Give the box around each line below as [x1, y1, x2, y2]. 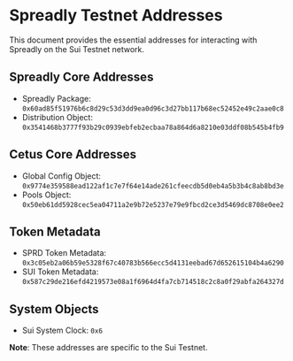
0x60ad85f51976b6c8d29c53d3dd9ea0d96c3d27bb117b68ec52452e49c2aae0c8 [21, 104, 285, 113]
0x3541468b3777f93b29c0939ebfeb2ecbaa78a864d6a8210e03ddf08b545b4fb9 [21, 123, 285, 132]
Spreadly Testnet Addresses [9, 5, 223, 26]
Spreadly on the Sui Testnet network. [9, 43, 144, 54]
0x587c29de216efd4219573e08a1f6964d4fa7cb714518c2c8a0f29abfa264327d [21, 278, 285, 287]
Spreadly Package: [21, 93, 91, 104]
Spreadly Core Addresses [9, 70, 154, 85]
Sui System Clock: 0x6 [21, 325, 104, 336]
